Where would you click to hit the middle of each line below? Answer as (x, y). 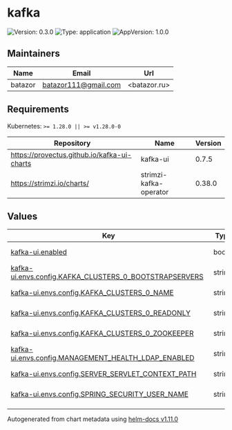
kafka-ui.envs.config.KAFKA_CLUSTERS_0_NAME (92, 292)
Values (22, 216)
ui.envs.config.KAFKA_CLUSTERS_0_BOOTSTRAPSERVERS (107, 277)
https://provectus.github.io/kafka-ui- (71, 155)
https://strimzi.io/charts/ (50, 183)
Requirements (38, 110)
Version (208, 143)
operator (155, 191)
